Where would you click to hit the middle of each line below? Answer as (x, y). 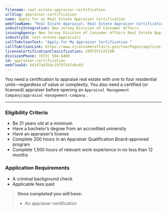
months (20, 155)
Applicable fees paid (33, 184)
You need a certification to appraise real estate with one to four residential (81, 79)
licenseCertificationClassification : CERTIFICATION (60, 51)
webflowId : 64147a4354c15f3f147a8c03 (44, 65)
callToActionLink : (24, 47)
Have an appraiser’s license (41, 134)
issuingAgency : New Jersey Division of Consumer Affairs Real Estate (79, 33)
